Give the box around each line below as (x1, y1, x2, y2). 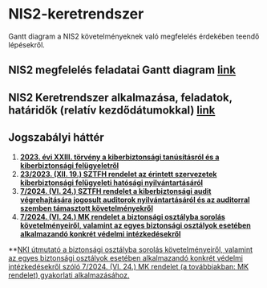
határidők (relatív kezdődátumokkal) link (8, 103, 216, 117)
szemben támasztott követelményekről (19, 203, 154, 213)
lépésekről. (8, 39, 46, 49)
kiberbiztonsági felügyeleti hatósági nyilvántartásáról (19, 178, 203, 187)
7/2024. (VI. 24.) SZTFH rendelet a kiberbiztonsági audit (19, 186, 212, 195)
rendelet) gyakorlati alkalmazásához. (8, 270, 130, 280)
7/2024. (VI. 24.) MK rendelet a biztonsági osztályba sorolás (19, 212, 226, 221)
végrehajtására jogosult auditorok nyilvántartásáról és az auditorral (19, 195, 250, 204)
